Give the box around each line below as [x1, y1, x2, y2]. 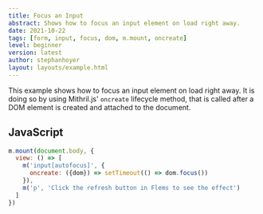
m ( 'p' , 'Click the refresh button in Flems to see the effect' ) [22, 184, 241, 192]
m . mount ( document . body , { [8, 147, 94, 155]
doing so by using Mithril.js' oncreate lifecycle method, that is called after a [8, 93, 254, 104]
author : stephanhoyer [8, 57, 80, 65]
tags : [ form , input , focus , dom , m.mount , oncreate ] [8, 34, 187, 42]
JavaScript [8, 125, 64, 140]
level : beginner [8, 42, 62, 50]
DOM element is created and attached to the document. [8, 102, 191, 112]
